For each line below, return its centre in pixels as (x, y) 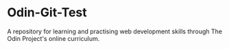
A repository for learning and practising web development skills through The (115, 31)
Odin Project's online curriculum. (53, 38)
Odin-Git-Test (47, 13)
